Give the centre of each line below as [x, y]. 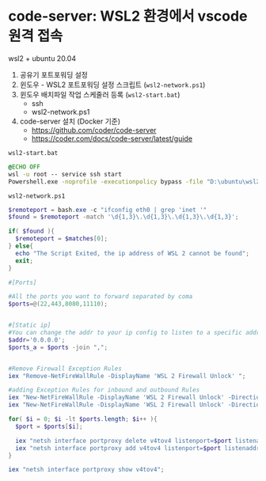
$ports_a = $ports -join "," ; [58, 347]
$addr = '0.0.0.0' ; [37, 340]
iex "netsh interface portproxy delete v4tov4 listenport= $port [123, 441]
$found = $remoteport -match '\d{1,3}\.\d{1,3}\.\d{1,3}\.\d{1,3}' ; [123, 217]
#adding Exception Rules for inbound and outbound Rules [104, 390]
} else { [21, 246]
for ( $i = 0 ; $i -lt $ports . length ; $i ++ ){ [83, 419]
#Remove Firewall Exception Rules [65, 369]
